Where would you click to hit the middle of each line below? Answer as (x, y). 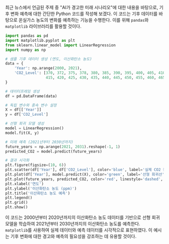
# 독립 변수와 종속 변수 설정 (31, 105)
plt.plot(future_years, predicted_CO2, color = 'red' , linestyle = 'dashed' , (84, 179)
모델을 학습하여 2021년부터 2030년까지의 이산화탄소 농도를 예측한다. (73, 224)
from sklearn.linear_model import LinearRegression (60, 45)
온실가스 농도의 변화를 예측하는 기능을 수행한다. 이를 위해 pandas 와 (83, 20)
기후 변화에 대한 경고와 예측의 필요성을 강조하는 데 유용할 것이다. (73, 236)
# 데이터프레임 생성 (22, 91)
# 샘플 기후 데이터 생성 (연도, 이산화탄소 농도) (49, 59)
